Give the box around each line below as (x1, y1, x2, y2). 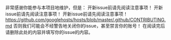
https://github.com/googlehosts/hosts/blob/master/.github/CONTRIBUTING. (5, 17, 166, 23)
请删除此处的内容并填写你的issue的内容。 (5, 29, 93, 35)
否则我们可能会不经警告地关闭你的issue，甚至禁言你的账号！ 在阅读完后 (13, 23, 165, 29)
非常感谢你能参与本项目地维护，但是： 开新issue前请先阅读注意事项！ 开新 (5, 5, 163, 10)
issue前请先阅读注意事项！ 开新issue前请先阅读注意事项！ (5, 11, 128, 17)
